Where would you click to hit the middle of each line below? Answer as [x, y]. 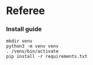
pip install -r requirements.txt [47, 57]
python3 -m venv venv [32, 46]
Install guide [24, 29]
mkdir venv [19, 41]
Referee [26, 11]
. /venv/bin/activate [32, 52]
